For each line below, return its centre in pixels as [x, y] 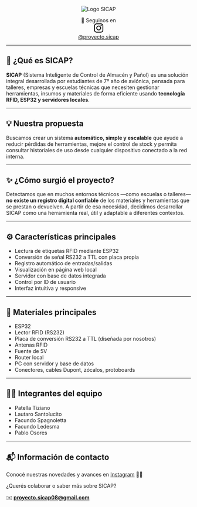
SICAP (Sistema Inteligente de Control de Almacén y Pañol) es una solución [97, 75]
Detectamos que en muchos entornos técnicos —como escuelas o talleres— [98, 194]
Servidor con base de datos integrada [60, 276]
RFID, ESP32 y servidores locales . [48, 100]
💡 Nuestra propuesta [45, 124]
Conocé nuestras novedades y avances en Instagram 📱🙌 [74, 474]
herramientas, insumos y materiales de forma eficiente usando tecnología [96, 93]
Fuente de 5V [31, 351]
